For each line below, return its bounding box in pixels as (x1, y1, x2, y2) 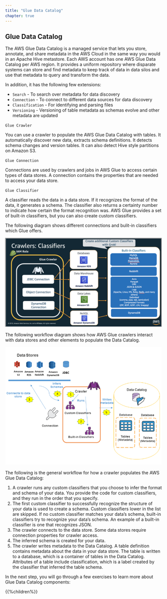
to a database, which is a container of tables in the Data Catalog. (12, 553, 145, 559)
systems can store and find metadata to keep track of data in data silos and (5, 67, 160, 73)
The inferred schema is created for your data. (12, 537, 106, 543)
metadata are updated (12, 113, 58, 119)
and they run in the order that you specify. (12, 495, 99, 501)
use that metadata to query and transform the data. (5, 72, 110, 78)
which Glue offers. (5, 228, 43, 234)
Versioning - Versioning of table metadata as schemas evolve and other (12, 107, 160, 113)
